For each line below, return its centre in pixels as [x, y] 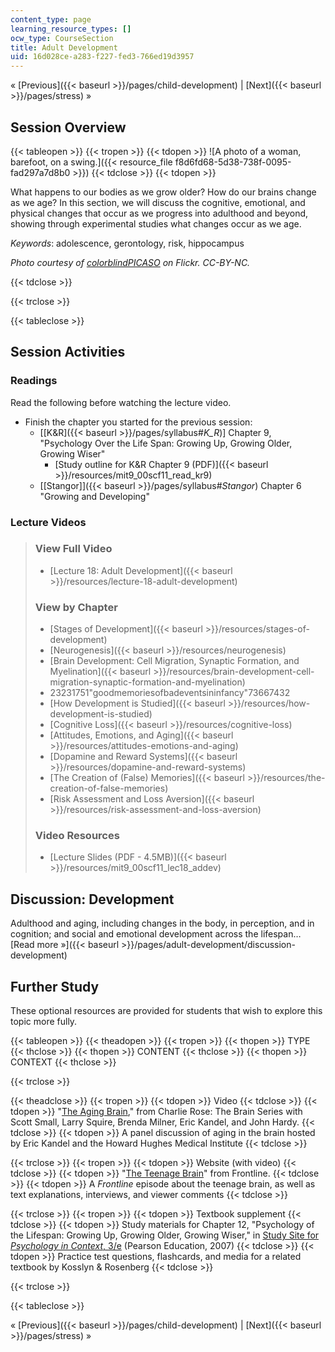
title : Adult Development [64, 47]
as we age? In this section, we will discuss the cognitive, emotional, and [158, 202]
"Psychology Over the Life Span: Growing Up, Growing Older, [166, 443]
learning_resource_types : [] [71, 29]
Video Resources [77, 836]
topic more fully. [44, 1022]
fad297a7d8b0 [40, 172]
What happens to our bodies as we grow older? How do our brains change [163, 192]
